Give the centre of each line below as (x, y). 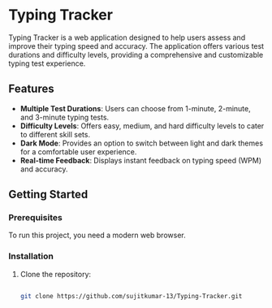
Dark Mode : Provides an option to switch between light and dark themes (142, 143)
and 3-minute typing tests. (65, 117)
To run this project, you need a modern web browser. (97, 235)
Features (31, 89)
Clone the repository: (56, 274)
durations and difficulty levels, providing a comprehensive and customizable (136, 54)
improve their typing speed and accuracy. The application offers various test (136, 46)
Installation (31, 256)
